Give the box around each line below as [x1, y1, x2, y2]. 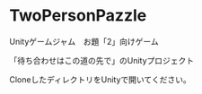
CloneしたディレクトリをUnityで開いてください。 [9, 73, 191, 85]
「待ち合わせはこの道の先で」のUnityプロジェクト [9, 55, 195, 65]
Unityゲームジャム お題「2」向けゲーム [9, 36, 159, 47]
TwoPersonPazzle [9, 5, 147, 26]
